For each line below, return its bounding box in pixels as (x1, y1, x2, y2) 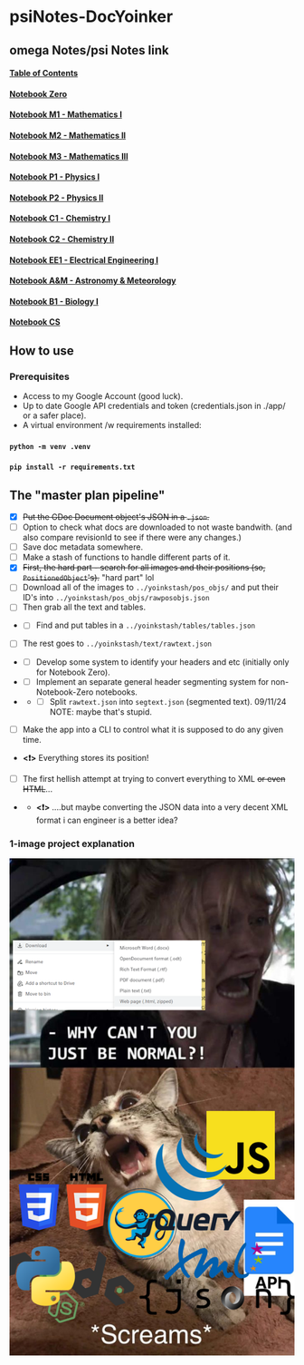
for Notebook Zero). (35, 667, 110, 678)
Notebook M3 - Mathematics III (9, 151, 128, 161)
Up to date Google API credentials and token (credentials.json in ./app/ (22, 400, 286, 411)
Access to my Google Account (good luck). (22, 390, 184, 401)
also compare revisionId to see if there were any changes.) (22, 532, 242, 543)
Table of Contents (9, 68, 79, 79)
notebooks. (95, 687, 138, 697)
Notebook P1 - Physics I (9, 171, 100, 182)
